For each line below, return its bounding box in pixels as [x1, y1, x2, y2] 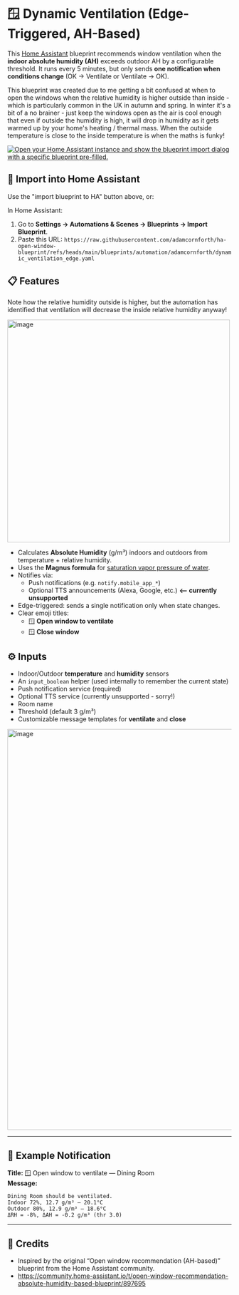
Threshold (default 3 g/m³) [17, 707, 97, 716]
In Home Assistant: [7, 206, 63, 215]
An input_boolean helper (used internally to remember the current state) [17, 677, 229, 686]
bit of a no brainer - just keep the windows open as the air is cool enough [7, 108, 222, 117]
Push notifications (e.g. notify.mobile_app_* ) [28, 578, 161, 587]
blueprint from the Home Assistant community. [17, 1264, 155, 1272]
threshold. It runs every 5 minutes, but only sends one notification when [7, 64, 221, 73]
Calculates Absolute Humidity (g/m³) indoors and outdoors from [17, 548, 208, 557]
